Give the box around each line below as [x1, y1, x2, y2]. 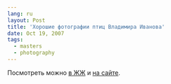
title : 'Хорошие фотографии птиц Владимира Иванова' [7, 23, 165, 30]
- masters [13, 43, 42, 50]
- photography [13, 50, 55, 57]
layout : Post [7, 17, 46, 24]
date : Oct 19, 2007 [7, 29, 65, 37]
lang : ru [7, 10, 33, 17]
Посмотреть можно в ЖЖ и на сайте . [7, 68, 121, 77]
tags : [7, 36, 23, 43]
